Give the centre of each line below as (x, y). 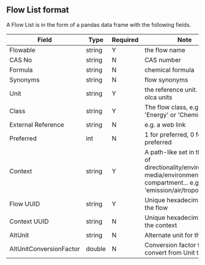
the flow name (165, 50)
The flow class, (166, 107)
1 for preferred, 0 (169, 135)
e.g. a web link (165, 124)
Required (125, 40)
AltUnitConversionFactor (45, 249)
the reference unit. (171, 90)
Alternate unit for (169, 235)
